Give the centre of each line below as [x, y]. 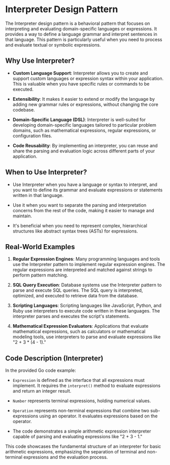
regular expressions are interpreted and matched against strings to [82, 270]
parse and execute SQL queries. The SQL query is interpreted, [78, 290]
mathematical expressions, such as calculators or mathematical [79, 332]
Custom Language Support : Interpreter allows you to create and [80, 73]
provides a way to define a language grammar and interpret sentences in [81, 34]
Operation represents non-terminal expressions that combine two [81, 411]
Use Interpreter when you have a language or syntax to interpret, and [85, 184]
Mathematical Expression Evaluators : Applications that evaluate [80, 326]
